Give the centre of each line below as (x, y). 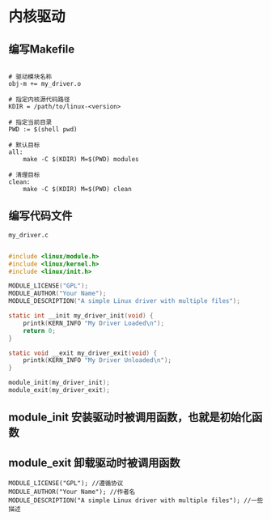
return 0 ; (40, 330)
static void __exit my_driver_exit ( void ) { (83, 353)
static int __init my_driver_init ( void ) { (81, 316)
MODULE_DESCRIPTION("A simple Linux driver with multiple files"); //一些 (136, 501)
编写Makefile (42, 49)
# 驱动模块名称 (30, 77)
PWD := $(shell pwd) (43, 130)
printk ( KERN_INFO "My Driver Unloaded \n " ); (97, 360)
